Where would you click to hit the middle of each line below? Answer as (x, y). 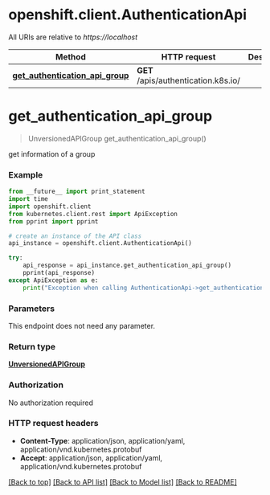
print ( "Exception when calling (75, 288)
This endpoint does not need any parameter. (82, 325)
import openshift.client (50, 207)
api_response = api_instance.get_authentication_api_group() (127, 266)
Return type (32, 346)
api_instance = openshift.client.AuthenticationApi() (100, 243)
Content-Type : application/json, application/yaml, (102, 440)
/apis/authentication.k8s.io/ (188, 80)
